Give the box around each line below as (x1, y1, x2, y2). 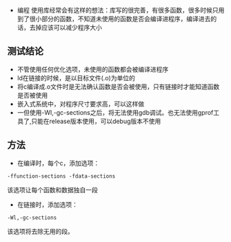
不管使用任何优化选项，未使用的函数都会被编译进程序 (17, 65, 169, 73)
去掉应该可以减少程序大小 (29, 24, 102, 31)
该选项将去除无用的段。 (7, 227, 74, 235)
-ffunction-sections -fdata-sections (7, 172, 116, 180)
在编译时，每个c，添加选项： (17, 158, 100, 167)
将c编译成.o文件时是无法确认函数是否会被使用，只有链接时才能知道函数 (17, 82, 220, 91)
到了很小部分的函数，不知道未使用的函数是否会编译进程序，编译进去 (17, 15, 211, 23)
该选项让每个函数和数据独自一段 (7, 185, 98, 194)
